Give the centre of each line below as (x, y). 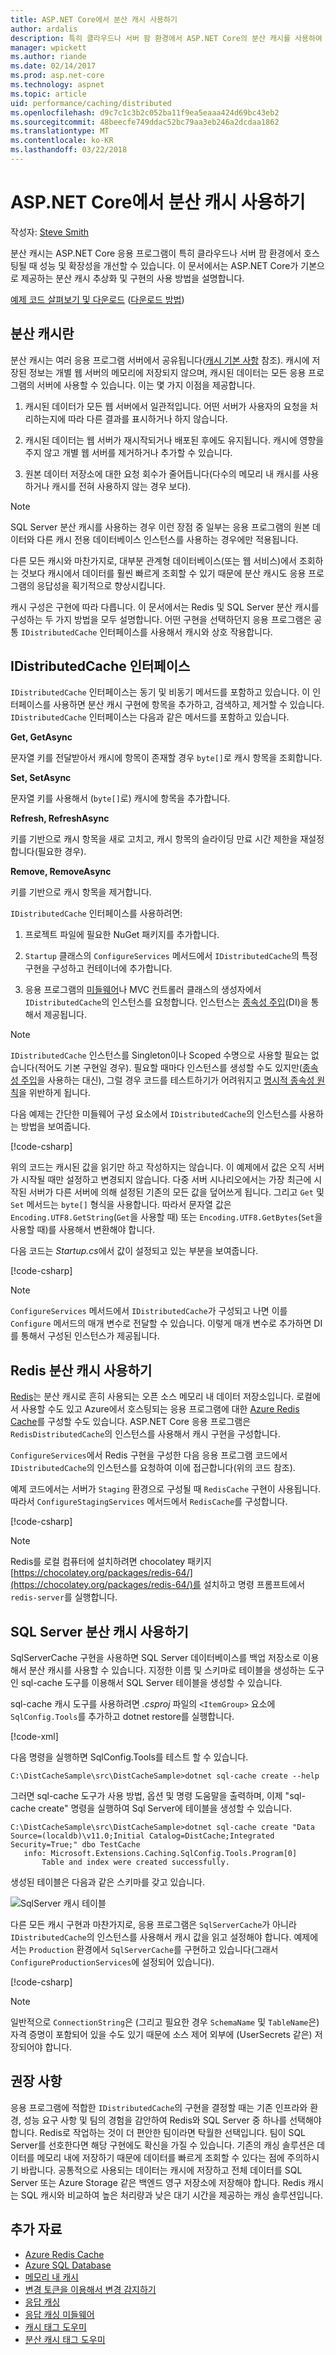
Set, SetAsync (41, 778)
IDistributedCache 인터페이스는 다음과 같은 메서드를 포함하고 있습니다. (150, 717)
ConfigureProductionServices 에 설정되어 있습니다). (112, 1962)
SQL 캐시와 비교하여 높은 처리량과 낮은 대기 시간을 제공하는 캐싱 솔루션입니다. (171, 2195)
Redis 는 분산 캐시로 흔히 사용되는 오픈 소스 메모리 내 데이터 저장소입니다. (152, 1397)
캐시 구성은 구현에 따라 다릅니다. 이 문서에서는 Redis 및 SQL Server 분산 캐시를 (165, 607)
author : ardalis (44, 29)
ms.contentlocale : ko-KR (62, 141)
